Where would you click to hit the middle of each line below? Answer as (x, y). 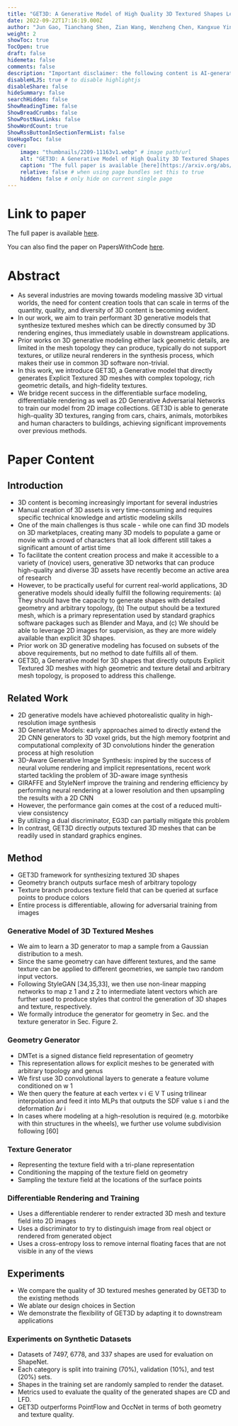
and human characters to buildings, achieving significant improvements (122, 423)
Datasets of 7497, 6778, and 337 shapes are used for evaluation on (115, 1354)
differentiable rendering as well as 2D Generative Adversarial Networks (121, 400)
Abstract (34, 275)
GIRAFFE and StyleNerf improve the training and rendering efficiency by (123, 783)
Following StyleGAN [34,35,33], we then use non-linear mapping (112, 984)
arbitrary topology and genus (60, 1070)
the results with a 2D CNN (56, 798)
